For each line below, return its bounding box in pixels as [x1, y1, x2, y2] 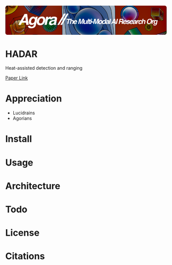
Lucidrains [12, 110, 35, 116]
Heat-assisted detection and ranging [5, 65, 83, 71]
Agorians [12, 115, 32, 121]
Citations [5, 251, 45, 262]
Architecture [5, 180, 60, 192]
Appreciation [5, 93, 62, 105]
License [5, 227, 40, 239]
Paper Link [5, 75, 28, 81]
